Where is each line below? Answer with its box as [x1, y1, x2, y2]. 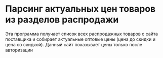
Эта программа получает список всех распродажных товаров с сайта [5, 31, 158, 37]
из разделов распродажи [5, 14, 119, 25]
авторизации [5, 47, 33, 53]
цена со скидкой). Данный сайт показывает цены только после [5, 41, 143, 47]
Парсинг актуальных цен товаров [5, 3, 156, 15]
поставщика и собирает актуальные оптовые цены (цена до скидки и [5, 36, 156, 42]
